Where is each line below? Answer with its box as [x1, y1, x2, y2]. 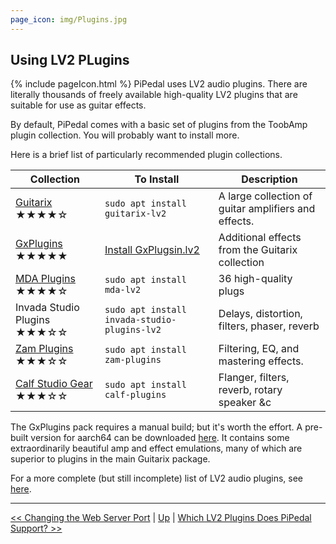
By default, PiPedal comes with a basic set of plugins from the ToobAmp [10, 119, 308, 131]
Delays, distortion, [218, 307, 303, 321]
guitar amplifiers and [218, 202, 316, 216]
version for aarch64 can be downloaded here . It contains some [30, 432, 290, 444]
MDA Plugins [15, 272, 76, 286]
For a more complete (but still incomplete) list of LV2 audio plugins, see [10, 472, 304, 485]
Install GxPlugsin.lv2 [104, 243, 200, 257]
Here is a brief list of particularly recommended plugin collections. [10, 149, 283, 161]
